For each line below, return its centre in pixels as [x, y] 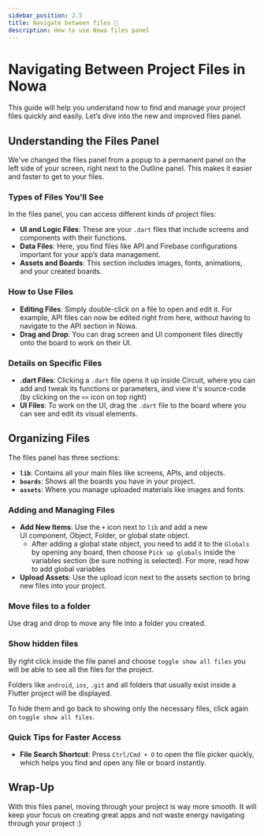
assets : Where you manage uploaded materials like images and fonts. [132, 489]
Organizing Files [49, 439]
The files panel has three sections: [64, 457]
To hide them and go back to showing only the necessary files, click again [128, 708]
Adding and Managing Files [62, 509]
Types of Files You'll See [56, 197]
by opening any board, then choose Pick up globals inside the [133, 552]
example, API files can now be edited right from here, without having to [135, 317]
